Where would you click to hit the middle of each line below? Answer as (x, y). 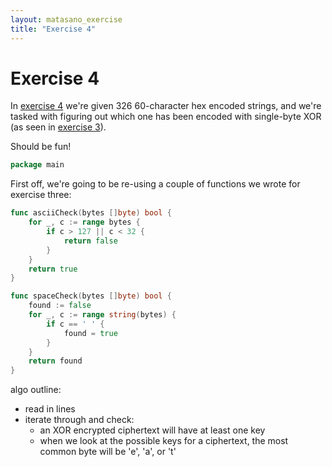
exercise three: (41, 195)
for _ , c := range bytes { (84, 222)
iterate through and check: (79, 420)
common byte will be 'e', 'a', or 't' (108, 452)
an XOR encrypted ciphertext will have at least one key (152, 430)
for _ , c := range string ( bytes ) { (102, 315)
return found (55, 361)
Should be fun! (41, 147)
